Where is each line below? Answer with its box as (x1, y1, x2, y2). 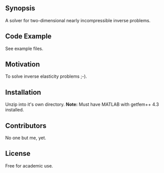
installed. (5, 107, 24, 113)
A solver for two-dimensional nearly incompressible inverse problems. (5, 17, 151, 23)
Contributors (5, 121, 47, 130)
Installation (5, 88, 41, 96)
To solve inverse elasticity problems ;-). (5, 73, 87, 80)
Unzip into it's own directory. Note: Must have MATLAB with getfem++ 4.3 (5, 101, 159, 107)
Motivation (5, 60, 40, 69)
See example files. (5, 45, 44, 51)
